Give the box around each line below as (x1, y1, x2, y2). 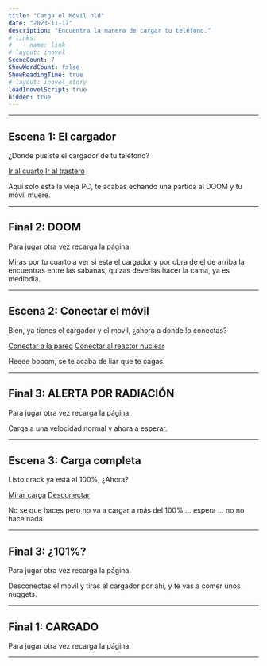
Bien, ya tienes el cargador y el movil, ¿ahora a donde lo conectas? (8, 325, 227, 335)
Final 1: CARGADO (8, 620, 99, 633)
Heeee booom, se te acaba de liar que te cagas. (8, 356, 165, 366)
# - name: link (8, 41, 66, 49)
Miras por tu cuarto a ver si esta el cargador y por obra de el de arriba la (8, 257, 245, 266)
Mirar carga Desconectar (8, 490, 91, 500)
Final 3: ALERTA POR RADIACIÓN (8, 387, 175, 401)
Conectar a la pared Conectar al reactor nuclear (8, 341, 165, 350)
